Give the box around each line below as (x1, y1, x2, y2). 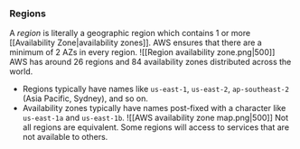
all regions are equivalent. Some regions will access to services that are (22, 122, 290, 133)
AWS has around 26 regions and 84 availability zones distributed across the (9, 57, 292, 68)
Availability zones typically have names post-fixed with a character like (22, 103, 286, 114)
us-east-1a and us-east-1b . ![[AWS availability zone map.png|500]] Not (22, 112, 289, 124)
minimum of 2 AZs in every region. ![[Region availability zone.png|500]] (9, 47, 276, 58)
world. (9, 66, 33, 77)
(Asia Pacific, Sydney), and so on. (22, 93, 149, 104)
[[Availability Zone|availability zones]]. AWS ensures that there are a (9, 37, 262, 48)
